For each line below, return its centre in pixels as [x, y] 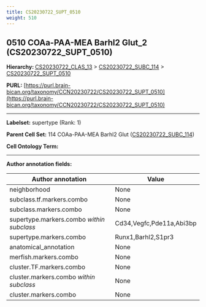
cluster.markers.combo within [52, 277]
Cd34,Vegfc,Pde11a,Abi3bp [156, 223]
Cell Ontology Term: [32, 146]
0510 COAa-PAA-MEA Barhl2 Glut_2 [77, 43]
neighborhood [30, 190]
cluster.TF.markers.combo [48, 267]
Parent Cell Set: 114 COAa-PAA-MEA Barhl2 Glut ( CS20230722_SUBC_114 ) [101, 134]
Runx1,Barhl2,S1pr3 [144, 237]
